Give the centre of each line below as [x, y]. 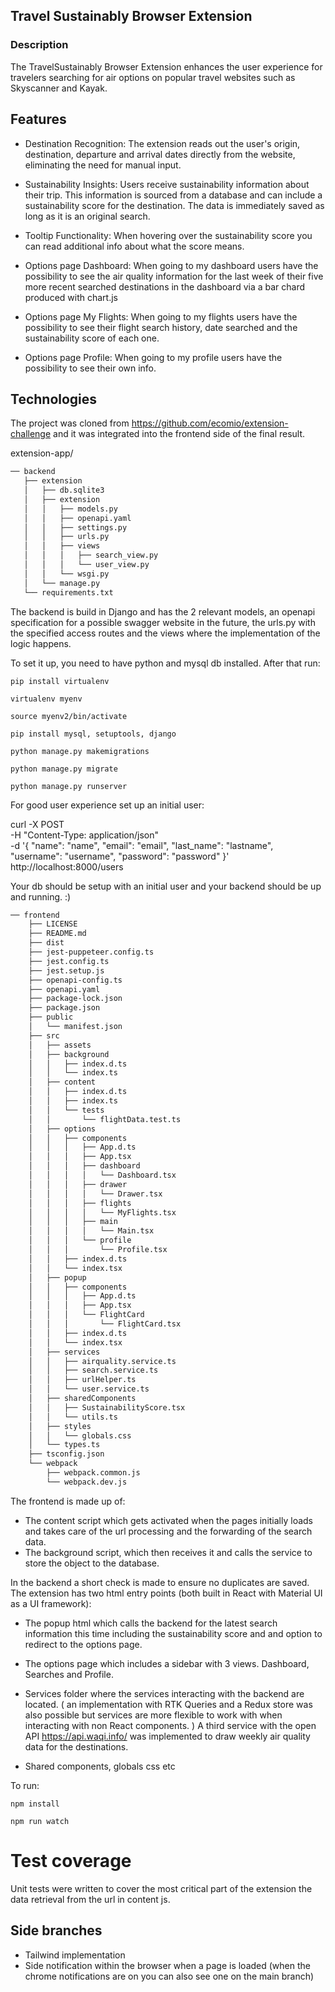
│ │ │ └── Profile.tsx [98, 1250]
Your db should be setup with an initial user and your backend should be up [166, 886]
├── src [44, 1035]
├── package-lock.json [75, 999]
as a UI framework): [51, 1603]
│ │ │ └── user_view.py [86, 565]
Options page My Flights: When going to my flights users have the [161, 316]
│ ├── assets [60, 1045]
